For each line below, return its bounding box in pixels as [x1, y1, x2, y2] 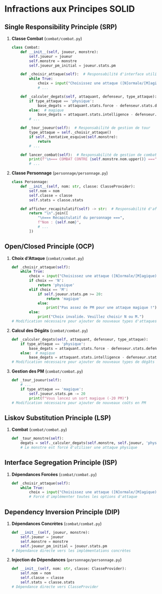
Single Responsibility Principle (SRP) [4, 23, 117, 31]
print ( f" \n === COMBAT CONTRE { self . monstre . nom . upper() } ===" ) [29, 157, 159, 162]
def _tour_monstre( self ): [11, 436, 64, 441]
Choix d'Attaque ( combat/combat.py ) [11, 255, 84, 261]
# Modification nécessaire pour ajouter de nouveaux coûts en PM [11, 400, 146, 405]
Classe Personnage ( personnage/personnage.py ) [11, 170, 108, 176]
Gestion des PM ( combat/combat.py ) [11, 368, 83, 374]
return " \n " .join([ [29, 211, 68, 216]
